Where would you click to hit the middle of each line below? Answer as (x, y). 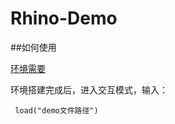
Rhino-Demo (64, 18)
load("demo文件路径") (56, 110)
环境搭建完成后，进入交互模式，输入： (89, 89)
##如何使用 (33, 47)
